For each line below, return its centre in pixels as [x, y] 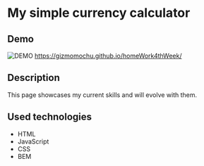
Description [34, 78]
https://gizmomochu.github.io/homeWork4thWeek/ [108, 56]
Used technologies [50, 117]
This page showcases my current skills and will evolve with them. [102, 95]
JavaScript [33, 141]
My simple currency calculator [99, 13]
